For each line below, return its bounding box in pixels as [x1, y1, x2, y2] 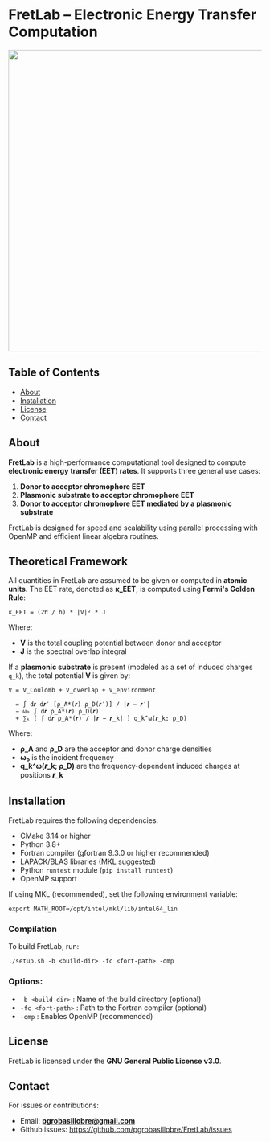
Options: [8, 976, 43, 987]
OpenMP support [19, 874, 78, 884]
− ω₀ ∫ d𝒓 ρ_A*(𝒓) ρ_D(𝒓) [15, 708, 100, 716]
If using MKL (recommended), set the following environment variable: [8, 889, 239, 899]
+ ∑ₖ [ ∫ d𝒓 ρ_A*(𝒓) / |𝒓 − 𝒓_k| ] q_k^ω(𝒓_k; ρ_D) [15, 714, 187, 723]
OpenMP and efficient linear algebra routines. [8, 531, 159, 540]
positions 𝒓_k [19, 770, 63, 780]
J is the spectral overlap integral [19, 647, 127, 656]
